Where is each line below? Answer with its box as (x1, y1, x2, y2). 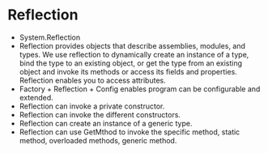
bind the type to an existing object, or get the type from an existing (19, 58, 243, 68)
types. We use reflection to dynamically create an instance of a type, (19, 49, 249, 59)
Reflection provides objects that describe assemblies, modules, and (19, 40, 246, 50)
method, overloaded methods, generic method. (19, 135, 177, 145)
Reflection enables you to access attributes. (19, 75, 167, 85)
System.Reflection (19, 32, 81, 42)
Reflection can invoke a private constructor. (19, 101, 165, 111)
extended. (19, 92, 53, 102)
